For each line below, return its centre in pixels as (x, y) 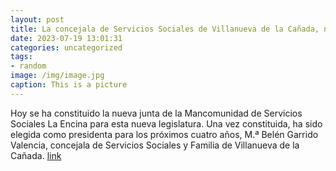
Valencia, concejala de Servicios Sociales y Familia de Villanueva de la (155, 145)
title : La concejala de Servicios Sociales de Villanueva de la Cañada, (165, 29)
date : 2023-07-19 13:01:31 (66, 38)
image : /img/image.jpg (57, 76)
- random (28, 66)
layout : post (37, 19)
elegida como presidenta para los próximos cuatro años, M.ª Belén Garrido (164, 134)
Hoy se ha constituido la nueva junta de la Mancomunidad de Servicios (156, 113)
